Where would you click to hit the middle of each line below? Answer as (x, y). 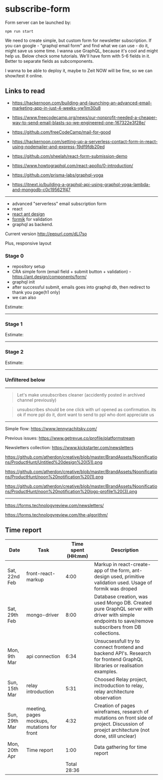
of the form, (117, 570)
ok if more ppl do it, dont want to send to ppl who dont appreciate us (85, 415)
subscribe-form (38, 9)
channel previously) (37, 400)
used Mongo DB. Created (123, 603)
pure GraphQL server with (124, 609)
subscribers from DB (118, 627)
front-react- (41, 573)
